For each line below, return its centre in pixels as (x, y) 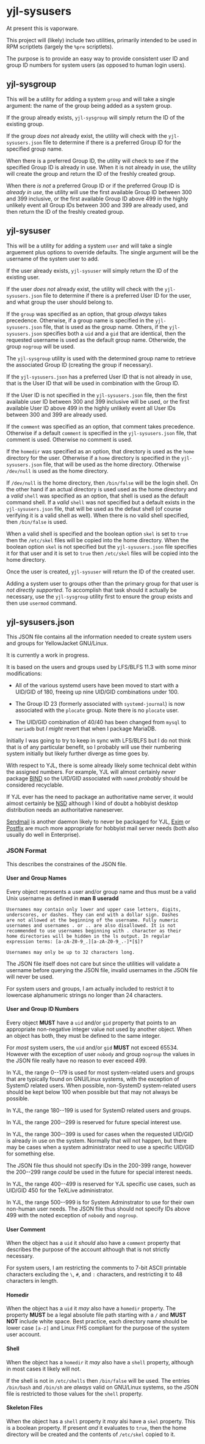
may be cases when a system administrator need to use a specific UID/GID (100, 1147)
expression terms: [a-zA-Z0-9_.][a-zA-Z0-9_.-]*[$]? (75, 942)
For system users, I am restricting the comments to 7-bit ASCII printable (97, 1268)
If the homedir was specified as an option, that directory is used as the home (100, 451)
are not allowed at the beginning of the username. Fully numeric (92, 920)
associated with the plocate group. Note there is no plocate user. (97, 710)
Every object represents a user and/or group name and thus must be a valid (101, 891)
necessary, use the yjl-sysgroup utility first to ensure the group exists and (100, 596)
